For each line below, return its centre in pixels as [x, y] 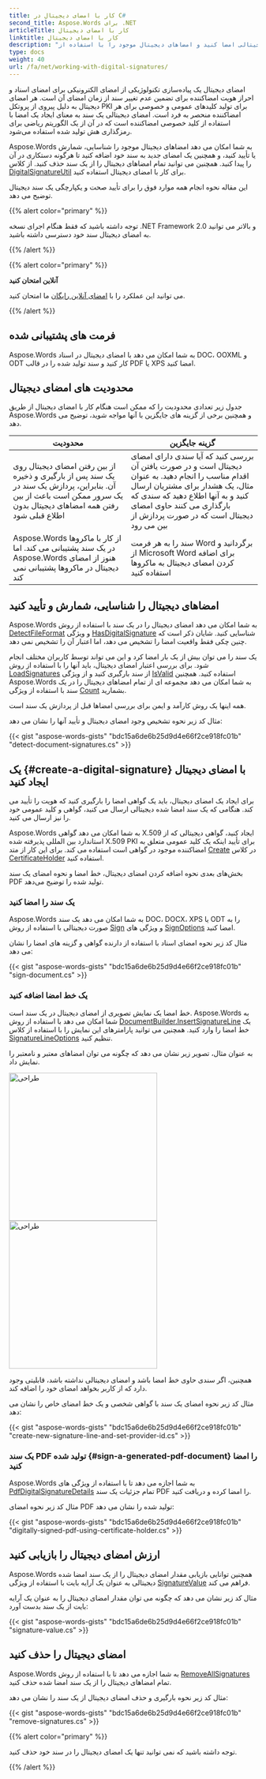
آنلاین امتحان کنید [34, 280]
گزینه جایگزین [192, 443]
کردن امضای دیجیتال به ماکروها [182, 563]
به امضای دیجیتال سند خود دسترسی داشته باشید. [80, 234]
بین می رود [149, 526]
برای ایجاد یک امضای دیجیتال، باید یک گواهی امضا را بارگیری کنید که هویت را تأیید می [132, 801]
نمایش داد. [24, 1062]
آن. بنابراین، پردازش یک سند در [65, 486]
